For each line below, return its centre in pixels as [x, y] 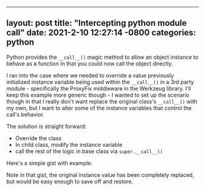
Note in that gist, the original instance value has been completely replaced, [100, 174]
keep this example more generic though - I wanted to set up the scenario [98, 95]
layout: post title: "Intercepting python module [97, 23]
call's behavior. [25, 114]
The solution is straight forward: [46, 126]
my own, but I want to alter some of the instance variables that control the [99, 108]
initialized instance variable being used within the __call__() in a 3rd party [100, 82]
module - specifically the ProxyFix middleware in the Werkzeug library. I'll [99, 88]
